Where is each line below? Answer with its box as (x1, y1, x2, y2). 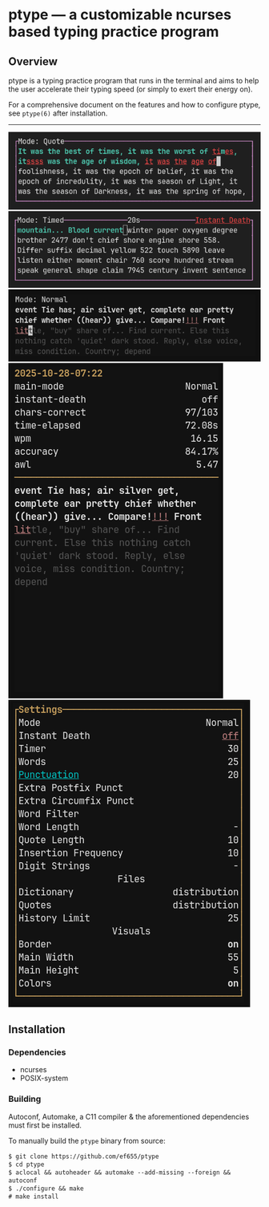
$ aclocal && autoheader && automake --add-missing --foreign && (8, 1169, 231, 1177)
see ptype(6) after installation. (8, 108, 108, 118)
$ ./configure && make (8, 1185, 84, 1193)
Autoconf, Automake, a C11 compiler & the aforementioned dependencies (8, 1112, 250, 1121)
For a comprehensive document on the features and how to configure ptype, (8, 100, 261, 109)
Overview (8, 55, 58, 68)
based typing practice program (8, 22, 219, 41)
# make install (8, 1193, 59, 1201)
